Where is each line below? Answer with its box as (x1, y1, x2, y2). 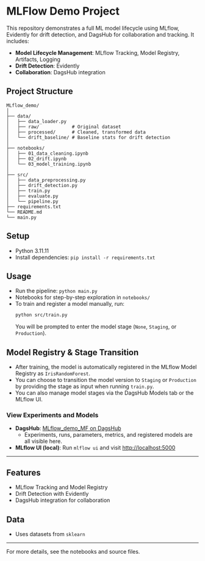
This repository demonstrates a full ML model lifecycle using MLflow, (6, 24, 180, 32)
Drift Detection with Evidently (15, 490, 89, 498)
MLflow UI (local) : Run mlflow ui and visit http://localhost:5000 (15, 444, 176, 451)
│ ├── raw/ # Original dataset (6, 124, 121, 130)
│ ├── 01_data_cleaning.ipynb (6, 150, 88, 157)
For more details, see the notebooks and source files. (6, 548, 140, 555)
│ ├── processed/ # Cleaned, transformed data (6, 129, 146, 135)
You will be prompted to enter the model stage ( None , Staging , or (15, 323, 177, 330)
